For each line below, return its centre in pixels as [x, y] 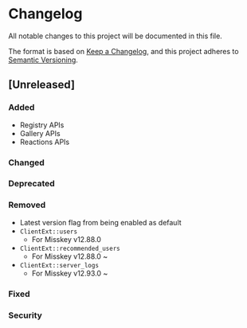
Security [25, 315]
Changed [27, 162]
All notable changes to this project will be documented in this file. [116, 36]
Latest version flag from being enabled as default [100, 222]
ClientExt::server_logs [59, 265]
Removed [27, 205]
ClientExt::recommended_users [70, 248]
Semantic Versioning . [43, 60]
